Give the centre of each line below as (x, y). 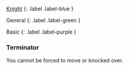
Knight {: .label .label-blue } (40, 9)
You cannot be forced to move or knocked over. (65, 61)
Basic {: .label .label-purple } (41, 32)
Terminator (23, 47)
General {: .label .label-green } (43, 20)
